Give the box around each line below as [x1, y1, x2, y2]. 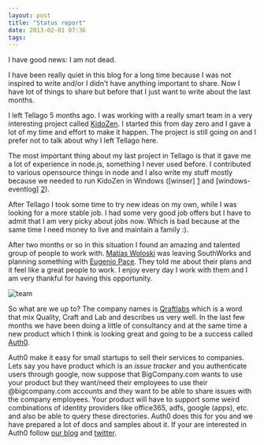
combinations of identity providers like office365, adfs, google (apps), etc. [8, 403, 250, 413]
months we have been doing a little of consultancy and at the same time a [8, 321, 248, 331]
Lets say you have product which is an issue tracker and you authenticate [8, 362, 247, 371]
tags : [8, 33, 26, 42]
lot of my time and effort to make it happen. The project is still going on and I [8, 128, 257, 137]
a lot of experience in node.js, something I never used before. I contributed [8, 159, 251, 169]
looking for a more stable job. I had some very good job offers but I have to [8, 208, 251, 217]
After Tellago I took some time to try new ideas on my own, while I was [8, 200, 237, 210]
